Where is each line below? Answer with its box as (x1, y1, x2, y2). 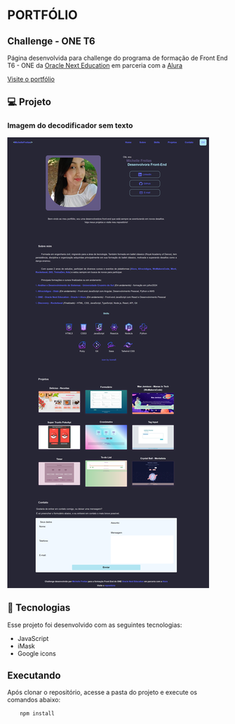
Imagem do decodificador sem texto (7, 120, 133, 130)
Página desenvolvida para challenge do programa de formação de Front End (7, 54, 228, 62)
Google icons (17, 649, 56, 658)
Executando (7, 669, 61, 681)
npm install (20, 710, 55, 718)
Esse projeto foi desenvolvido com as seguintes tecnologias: (7, 620, 182, 629)
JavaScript (17, 634, 49, 642)
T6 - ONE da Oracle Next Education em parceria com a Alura (7, 61, 183, 70)
